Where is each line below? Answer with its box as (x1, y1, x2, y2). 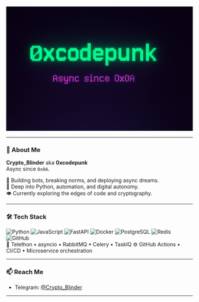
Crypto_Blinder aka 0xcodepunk (6, 159, 88, 166)
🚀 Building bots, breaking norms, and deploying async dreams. (6, 176, 159, 184)
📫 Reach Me (6, 268, 44, 276)
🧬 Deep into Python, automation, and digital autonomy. (6, 183, 139, 190)
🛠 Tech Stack (6, 213, 47, 221)
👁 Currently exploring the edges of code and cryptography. (6, 189, 153, 197)
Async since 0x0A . (6, 165, 50, 172)
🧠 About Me (6, 146, 41, 154)
